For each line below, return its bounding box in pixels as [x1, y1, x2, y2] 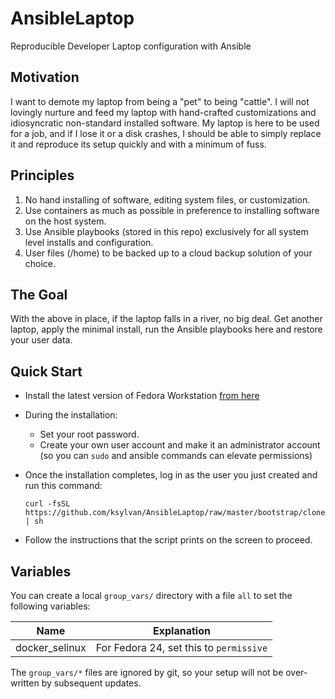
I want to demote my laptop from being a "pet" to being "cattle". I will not [10, 95, 310, 107]
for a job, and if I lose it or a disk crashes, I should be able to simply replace [10, 127, 322, 139]
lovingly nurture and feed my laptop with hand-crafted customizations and [10, 106, 317, 118]
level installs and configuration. [24, 236, 154, 248]
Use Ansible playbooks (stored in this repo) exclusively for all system [24, 225, 309, 237]
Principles [10, 167, 75, 184]
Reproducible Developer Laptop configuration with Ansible [10, 40, 252, 52]
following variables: [10, 600, 91, 612]
